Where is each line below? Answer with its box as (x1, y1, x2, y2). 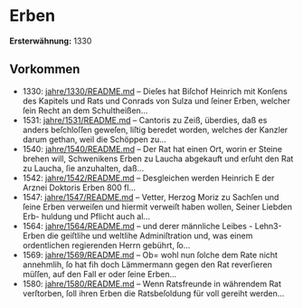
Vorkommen (9, 62, 80, 77)
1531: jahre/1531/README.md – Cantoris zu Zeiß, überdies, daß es (22, 114, 268, 125)
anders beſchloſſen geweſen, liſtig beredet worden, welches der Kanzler (22, 124, 289, 135)
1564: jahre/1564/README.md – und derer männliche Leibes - (22, 220, 253, 231)
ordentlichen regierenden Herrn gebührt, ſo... (22, 239, 191, 250)
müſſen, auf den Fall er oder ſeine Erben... (22, 268, 177, 279)
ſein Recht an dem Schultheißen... (22, 105, 148, 116)
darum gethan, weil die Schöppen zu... (22, 133, 167, 145)
